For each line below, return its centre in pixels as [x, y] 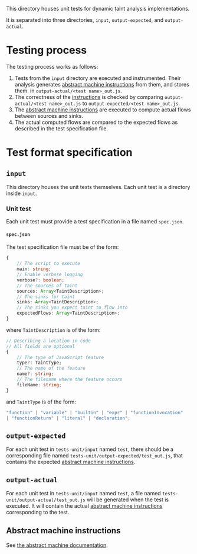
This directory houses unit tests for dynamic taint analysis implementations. [98, 9]
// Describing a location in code [49, 341]
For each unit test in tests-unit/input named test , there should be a [90, 449]
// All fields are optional [41, 346]
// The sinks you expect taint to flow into [72, 308]
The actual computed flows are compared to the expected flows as [96, 122]
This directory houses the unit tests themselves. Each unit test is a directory [98, 187]
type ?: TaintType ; [39, 363]
